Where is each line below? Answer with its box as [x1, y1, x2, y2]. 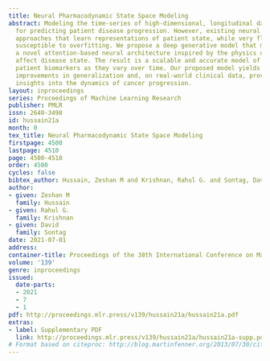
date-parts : [15, 281, 56, 289]
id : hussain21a [8, 117, 59, 125]
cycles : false [8, 169, 56, 177]
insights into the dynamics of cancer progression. [15, 79, 193, 87]
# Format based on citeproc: [8, 341, 106, 349]
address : [8, 244, 38, 252]
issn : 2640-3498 [8, 109, 63, 117]
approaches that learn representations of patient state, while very [15, 34, 253, 43]
